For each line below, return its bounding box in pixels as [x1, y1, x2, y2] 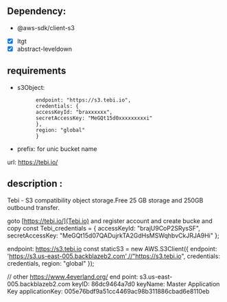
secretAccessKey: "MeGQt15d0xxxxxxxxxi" [35, 115, 153, 121]
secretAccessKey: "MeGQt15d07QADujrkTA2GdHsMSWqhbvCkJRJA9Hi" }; [7, 231, 219, 240]
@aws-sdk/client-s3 [16, 23, 75, 32]
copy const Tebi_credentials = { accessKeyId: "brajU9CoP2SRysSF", [7, 224, 200, 232]
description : [7, 178, 63, 189]
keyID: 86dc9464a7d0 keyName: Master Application [71, 279, 220, 288]
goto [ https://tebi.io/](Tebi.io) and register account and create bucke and [7, 216, 213, 225]
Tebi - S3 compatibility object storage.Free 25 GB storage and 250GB [7, 196, 204, 205]
